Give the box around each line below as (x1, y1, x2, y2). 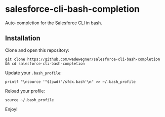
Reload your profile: (5, 88, 45, 94)
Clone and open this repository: (5, 47, 70, 53)
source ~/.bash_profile (5, 97, 54, 102)
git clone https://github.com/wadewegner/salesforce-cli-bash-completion (5, 57, 161, 62)
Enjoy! (5, 106, 18, 112)
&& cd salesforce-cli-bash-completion (5, 61, 85, 66)
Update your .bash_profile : (5, 70, 62, 76)
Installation (5, 34, 41, 42)
